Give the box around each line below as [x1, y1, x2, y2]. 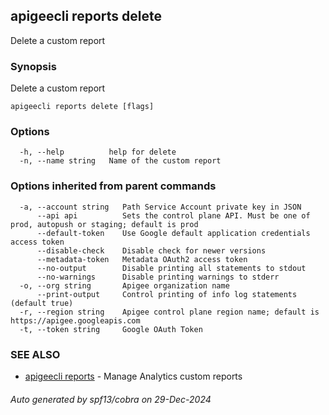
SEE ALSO [10, 347, 61, 361]
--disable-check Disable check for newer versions [36, 245, 267, 256]
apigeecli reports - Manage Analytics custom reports [24, 370, 243, 382]
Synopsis [10, 59, 57, 73]
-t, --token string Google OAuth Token [19, 324, 203, 334]
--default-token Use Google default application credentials [36, 228, 311, 238]
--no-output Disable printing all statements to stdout [36, 263, 307, 273]
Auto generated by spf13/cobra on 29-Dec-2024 [10, 393, 212, 405]
